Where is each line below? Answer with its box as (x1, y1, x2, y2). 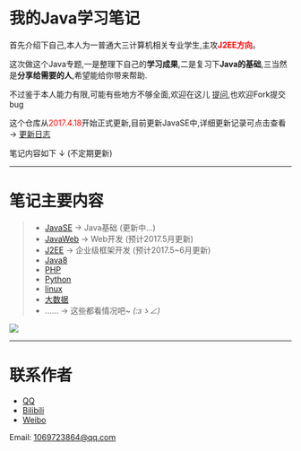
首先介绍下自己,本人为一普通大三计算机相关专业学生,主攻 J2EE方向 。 (9, 39, 262, 50)
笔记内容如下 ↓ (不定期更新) (9, 147, 113, 158)
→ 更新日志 (9, 128, 51, 139)
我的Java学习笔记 (9, 8, 141, 29)
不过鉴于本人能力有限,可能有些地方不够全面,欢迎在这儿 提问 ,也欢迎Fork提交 (9, 89, 287, 100)
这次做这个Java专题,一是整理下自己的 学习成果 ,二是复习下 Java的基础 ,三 (9, 58, 271, 69)
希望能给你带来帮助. (74, 69, 148, 81)
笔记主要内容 (9, 191, 105, 212)
